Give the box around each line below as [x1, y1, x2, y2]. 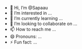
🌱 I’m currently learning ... [9, 15, 63, 21]
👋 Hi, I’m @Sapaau [9, 5, 48, 10]
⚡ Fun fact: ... [9, 39, 37, 45]
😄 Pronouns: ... [9, 33, 42, 39]
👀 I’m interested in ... [9, 10, 52, 16]
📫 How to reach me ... [9, 26, 56, 32]
